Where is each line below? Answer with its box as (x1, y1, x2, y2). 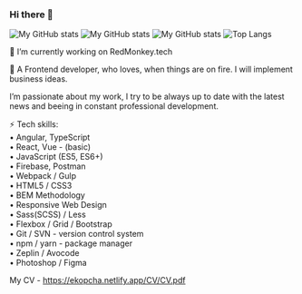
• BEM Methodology (9, 190, 86, 201)
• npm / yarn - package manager (9, 238, 133, 249)
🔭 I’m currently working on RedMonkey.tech (9, 46, 173, 57)
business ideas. (9, 73, 68, 84)
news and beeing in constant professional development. (9, 101, 219, 112)
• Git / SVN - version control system (9, 229, 144, 240)
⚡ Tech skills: (9, 119, 59, 130)
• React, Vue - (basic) (9, 142, 92, 152)
